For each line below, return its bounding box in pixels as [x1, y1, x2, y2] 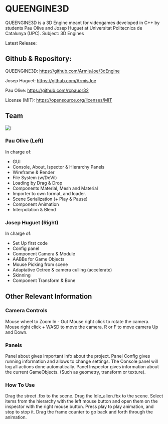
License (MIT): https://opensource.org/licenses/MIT [5, 97, 112, 103]
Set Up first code [12, 240, 48, 246]
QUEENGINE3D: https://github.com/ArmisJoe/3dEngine [5, 68, 120, 74]
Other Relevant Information [5, 292, 92, 301]
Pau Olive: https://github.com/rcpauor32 [5, 87, 89, 93]
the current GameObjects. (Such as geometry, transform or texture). [5, 369, 146, 375]
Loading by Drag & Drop [12, 180, 63, 186]
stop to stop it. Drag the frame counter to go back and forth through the [5, 409, 153, 415]
